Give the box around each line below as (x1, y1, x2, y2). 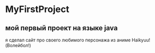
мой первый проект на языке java (5, 24, 118, 32)
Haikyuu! (131, 37, 150, 43)
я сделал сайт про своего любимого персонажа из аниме (5, 37, 131, 43)
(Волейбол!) (5, 42, 31, 48)
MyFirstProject (5, 4, 69, 15)
